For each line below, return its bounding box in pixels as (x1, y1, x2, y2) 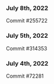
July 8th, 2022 (6, 4, 48, 12)
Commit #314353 (6, 45, 48, 52)
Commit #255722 (6, 17, 48, 24)
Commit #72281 (6, 72, 44, 79)
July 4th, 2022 (6, 59, 49, 67)
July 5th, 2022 (6, 32, 48, 40)
